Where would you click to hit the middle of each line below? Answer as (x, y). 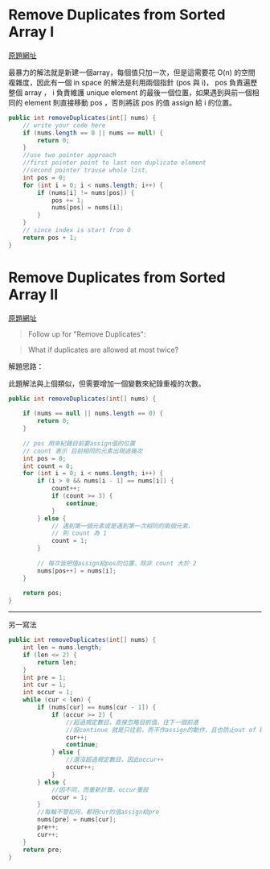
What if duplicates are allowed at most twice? (103, 350)
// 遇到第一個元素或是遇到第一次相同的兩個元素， (123, 526)
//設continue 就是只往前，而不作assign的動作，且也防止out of (161, 730)
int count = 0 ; (48, 466)
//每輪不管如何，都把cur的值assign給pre (98, 812)
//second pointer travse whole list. (86, 171)
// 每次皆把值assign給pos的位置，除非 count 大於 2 (117, 563)
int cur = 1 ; (45, 685)
